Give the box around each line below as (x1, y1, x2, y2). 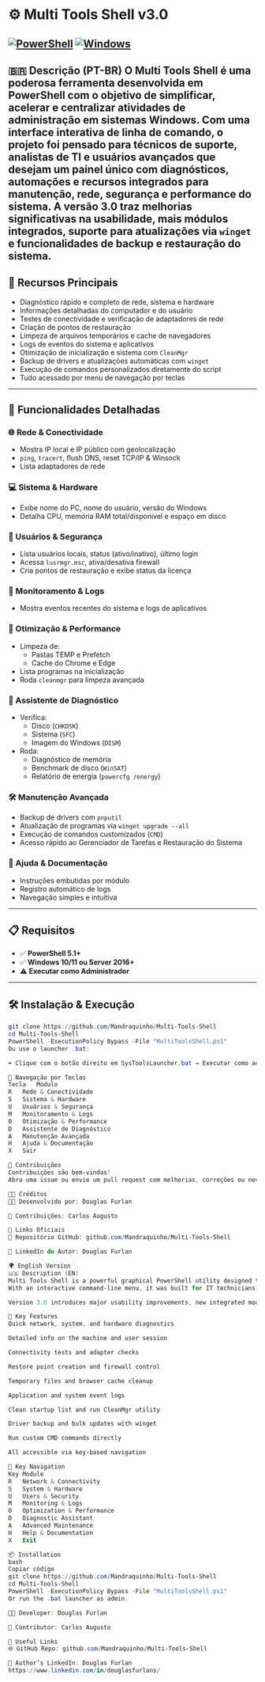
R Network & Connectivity (8, 1477, 101, 1485)
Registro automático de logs (19, 884, 111, 893)
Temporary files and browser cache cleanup (8, 1377, 154, 1385)
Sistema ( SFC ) (31, 729, 76, 739)
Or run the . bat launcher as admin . (8, 1594, 129, 1603)
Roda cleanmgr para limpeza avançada (19, 675, 144, 684)
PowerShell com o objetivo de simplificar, (8, 89, 215, 102)
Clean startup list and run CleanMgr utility (8, 1406, 160, 1414)
